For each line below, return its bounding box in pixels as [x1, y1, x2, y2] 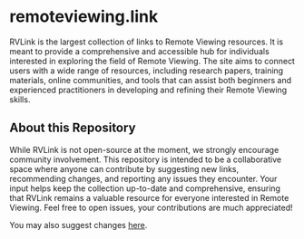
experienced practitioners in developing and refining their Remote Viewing [9, 84, 288, 95]
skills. [9, 93, 31, 105]
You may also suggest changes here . [9, 219, 148, 230]
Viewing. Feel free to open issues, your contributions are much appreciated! [9, 202, 293, 213]
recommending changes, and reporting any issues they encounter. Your [9, 173, 278, 184]
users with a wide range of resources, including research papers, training [9, 65, 284, 76]
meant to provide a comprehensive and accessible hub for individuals [9, 45, 270, 56]
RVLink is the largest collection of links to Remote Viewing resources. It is [9, 36, 284, 47]
